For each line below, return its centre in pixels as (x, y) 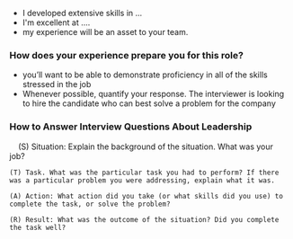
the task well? (38, 227)
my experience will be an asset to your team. (105, 32)
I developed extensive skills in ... (82, 13)
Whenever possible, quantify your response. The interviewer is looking (153, 94)
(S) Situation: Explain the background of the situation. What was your (146, 146)
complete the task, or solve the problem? (90, 204)
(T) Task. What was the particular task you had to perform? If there (144, 173)
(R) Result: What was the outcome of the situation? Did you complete (144, 219)
